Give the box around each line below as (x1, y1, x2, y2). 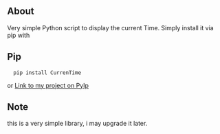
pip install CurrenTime (13, 69, 81, 76)
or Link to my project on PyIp (7, 81, 89, 89)
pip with (7, 31, 30, 39)
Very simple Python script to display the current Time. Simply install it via (7, 23, 214, 32)
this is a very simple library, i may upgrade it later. (7, 120, 148, 128)
